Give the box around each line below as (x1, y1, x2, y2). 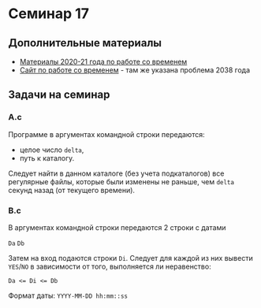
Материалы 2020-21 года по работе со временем (19, 57, 188, 66)
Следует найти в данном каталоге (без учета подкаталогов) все (8, 169, 225, 178)
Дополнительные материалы (8, 36, 162, 50)
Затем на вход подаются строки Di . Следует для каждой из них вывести (8, 253, 254, 262)
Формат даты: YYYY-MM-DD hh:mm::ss (8, 291, 129, 300)
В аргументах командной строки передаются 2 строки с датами (8, 222, 226, 232)
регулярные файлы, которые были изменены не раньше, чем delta (8, 176, 235, 186)
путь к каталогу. (19, 153, 75, 162)
